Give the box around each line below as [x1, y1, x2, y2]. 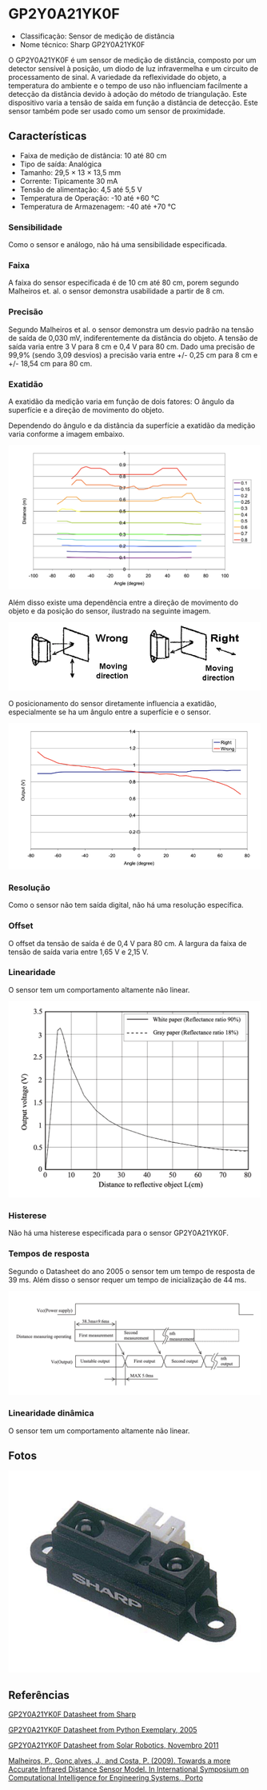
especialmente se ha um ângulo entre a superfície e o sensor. [8, 707, 212, 717]
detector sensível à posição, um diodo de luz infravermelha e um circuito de [8, 63, 258, 73]
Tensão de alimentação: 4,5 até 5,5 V [19, 185, 142, 194]
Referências [8, 1688, 70, 1702]
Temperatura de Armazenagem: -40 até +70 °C [19, 202, 177, 211]
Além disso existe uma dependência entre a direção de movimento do [8, 597, 238, 607]
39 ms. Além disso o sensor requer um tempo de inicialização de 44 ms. [8, 1275, 247, 1285]
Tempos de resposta [8, 1249, 90, 1260]
